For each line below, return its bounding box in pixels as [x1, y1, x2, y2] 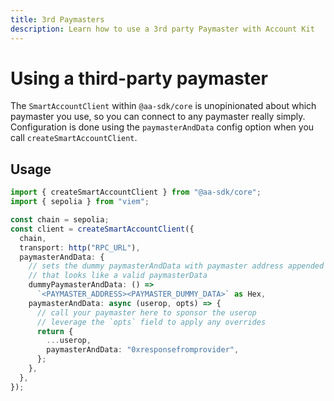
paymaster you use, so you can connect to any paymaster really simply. [10, 111, 306, 123]
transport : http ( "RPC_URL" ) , [19, 242, 141, 253]
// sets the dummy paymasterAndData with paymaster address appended [28, 261, 325, 271]
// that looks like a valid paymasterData [28, 271, 208, 281]
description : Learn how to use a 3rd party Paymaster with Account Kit [10, 24, 315, 34]
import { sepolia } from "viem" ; [10, 197, 150, 207]
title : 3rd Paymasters [10, 14, 105, 25]
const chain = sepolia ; [10, 215, 110, 225]
